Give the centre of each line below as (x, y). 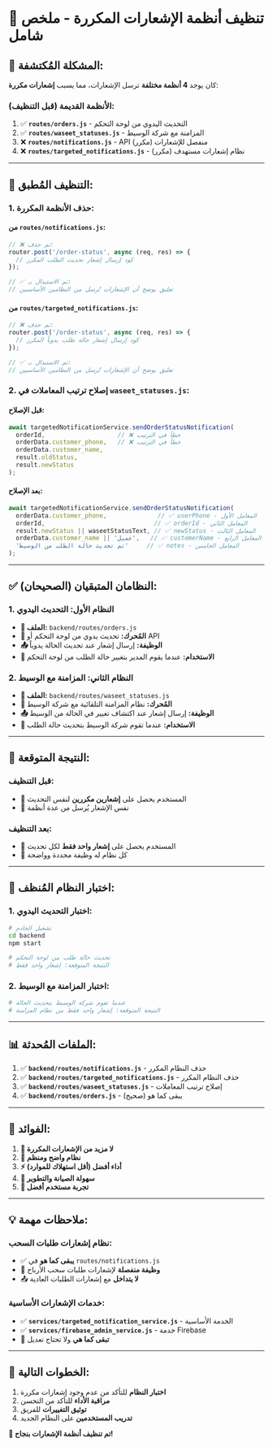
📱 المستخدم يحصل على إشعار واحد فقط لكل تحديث (98, 847)
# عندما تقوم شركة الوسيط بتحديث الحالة (67, 1003)
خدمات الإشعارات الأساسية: (57, 1303)
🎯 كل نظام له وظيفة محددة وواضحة (74, 855)
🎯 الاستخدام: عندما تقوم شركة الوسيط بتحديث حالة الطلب (108, 725)
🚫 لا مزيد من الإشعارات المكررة (67, 1148)
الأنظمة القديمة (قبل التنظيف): (62, 106)
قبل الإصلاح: (26, 410)
